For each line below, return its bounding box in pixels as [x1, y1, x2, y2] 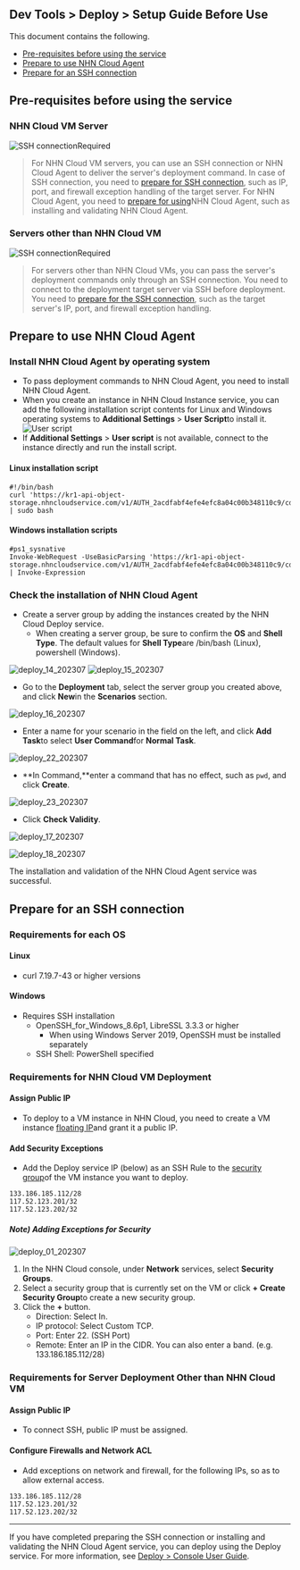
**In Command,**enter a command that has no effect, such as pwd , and [21, 770, 287, 781]
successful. [9, 876, 52, 886]
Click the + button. [21, 1302, 91, 1313]
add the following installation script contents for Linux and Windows [21, 404, 272, 415]
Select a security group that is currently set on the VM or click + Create [21, 1282, 286, 1294]
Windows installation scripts [9, 525, 118, 535]
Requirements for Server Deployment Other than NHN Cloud [9, 1372, 276, 1384]
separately [48, 1038, 88, 1049]
